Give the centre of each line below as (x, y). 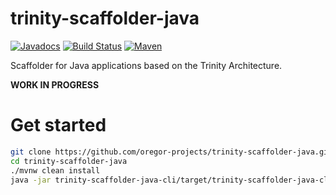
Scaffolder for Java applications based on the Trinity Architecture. (146, 65)
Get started (58, 125)
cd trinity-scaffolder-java (69, 161)
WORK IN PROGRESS (55, 84)
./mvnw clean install (55, 170)
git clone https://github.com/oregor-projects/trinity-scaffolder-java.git (171, 152)
